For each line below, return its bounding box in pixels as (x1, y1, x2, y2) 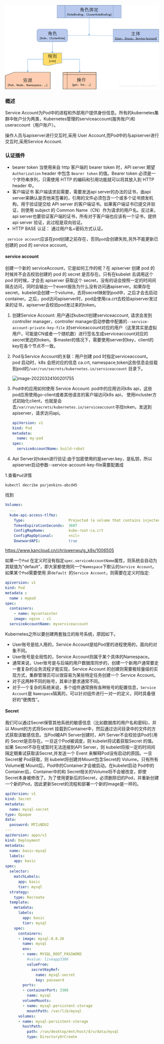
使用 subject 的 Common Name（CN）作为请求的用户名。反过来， (25, 207, 159, 213)
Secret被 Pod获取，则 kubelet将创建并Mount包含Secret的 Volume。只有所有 (5, 757, 159, 763)
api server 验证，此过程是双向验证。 (12, 219, 85, 225)
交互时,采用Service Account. (5, 139, 62, 145)
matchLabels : (14, 874, 41, 879)
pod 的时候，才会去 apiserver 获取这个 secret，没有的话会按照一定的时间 (5, 277, 152, 283)
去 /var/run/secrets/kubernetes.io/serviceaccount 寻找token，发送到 (12, 404, 152, 409)
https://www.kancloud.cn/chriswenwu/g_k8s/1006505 (5, 547, 114, 553)
